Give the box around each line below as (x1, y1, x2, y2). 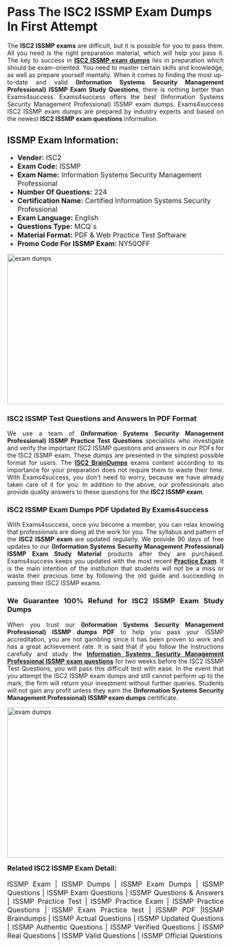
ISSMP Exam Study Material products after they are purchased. (7, 549, 224, 558)
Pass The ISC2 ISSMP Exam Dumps (7, 4, 212, 20)
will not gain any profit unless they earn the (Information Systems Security (7, 686, 224, 695)
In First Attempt (7, 19, 98, 34)
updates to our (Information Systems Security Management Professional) (7, 543, 224, 551)
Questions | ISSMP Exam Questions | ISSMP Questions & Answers (7, 888, 224, 897)
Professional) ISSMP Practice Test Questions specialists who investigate (7, 437, 224, 445)
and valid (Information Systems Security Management (35, 78, 224, 86)
